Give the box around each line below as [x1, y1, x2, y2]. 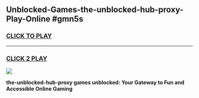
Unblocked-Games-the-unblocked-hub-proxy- [6, 5, 184, 15]
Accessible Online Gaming [6, 85, 73, 92]
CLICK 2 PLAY [6, 54, 47, 62]
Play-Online [6, 14, 50, 24]
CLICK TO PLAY [6, 32, 52, 40]
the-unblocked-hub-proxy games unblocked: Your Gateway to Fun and [6, 78, 185, 86]
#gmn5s [52, 14, 84, 24]
